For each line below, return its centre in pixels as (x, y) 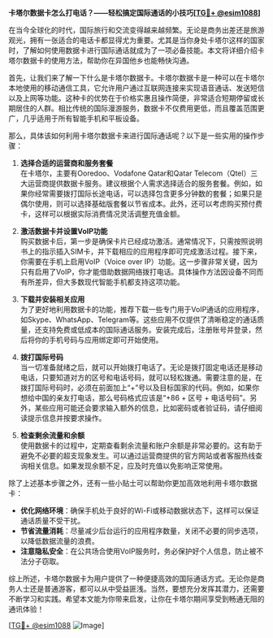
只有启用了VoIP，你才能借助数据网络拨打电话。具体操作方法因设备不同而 (142, 272)
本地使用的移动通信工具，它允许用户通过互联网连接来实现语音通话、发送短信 (136, 88)
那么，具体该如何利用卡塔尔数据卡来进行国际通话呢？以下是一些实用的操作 (133, 136)
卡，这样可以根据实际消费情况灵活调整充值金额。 (102, 214)
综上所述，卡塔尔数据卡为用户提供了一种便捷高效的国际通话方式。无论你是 (133, 579)
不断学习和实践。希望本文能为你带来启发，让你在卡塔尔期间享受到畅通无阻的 (136, 599)
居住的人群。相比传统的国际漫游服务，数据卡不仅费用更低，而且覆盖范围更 (140, 108)
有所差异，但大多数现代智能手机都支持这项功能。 (102, 282)
